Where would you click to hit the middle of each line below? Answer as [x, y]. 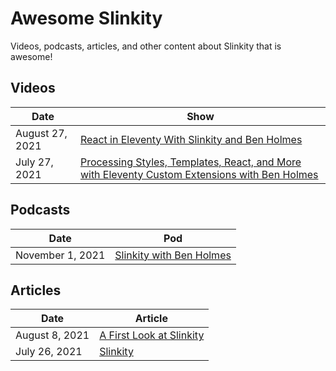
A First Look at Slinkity [152, 335]
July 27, [34, 162]
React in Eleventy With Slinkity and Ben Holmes [191, 139]
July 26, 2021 [49, 352]
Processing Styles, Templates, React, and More [190, 162]
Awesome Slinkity [86, 18]
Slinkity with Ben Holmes [173, 255]
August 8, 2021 [52, 335]
